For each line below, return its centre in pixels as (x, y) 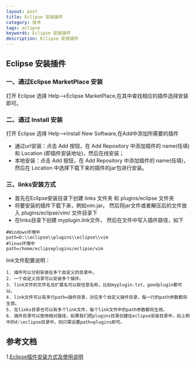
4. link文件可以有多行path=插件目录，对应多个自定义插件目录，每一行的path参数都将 (97, 298)
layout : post (22, 11)
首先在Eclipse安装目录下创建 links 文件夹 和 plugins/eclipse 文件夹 (94, 198)
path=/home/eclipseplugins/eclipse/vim (55, 249)
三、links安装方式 (31, 184)
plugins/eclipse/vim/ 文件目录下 (59, 213)
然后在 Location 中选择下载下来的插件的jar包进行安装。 (81, 168)
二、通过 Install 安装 (35, 119)
